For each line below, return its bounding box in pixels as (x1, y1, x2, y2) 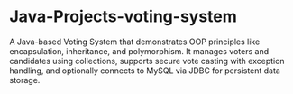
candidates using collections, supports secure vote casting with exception (9, 55, 286, 66)
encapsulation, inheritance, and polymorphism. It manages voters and (9, 45, 270, 56)
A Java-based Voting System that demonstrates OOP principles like (9, 36, 261, 47)
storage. (9, 74, 41, 85)
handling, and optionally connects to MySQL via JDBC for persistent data (9, 65, 281, 76)
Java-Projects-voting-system (9, 6, 237, 27)
